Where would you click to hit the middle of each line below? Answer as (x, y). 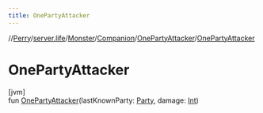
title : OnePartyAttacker (49, 15)
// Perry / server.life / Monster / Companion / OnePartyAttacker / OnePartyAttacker (131, 38)
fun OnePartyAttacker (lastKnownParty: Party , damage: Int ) (104, 100)
